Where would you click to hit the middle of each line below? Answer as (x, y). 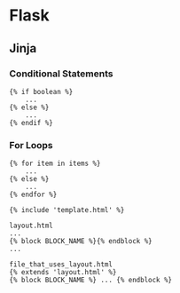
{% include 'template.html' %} (67, 210)
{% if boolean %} (41, 91)
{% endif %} (31, 123)
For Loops (31, 145)
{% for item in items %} (55, 164)
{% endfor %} (33, 195)
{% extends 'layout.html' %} (63, 273)
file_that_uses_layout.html (61, 265)
